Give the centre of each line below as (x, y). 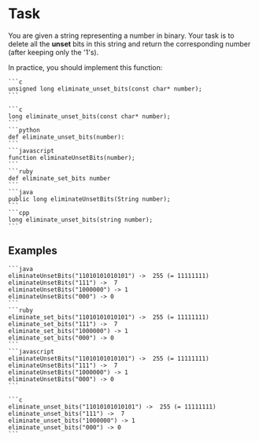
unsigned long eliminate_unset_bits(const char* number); (105, 89)
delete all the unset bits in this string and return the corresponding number (129, 43)
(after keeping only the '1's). (54, 52)
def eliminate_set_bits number (59, 178)
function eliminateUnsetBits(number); (72, 157)
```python (24, 130)
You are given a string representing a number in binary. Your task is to (121, 35)
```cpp (19, 213)
